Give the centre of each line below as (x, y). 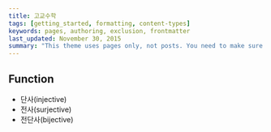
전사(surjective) (46, 109)
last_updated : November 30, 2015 (65, 38)
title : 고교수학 (32, 16)
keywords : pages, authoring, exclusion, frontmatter (99, 31)
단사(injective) (43, 99)
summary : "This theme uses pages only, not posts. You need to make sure (136, 46)
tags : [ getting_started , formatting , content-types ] (99, 23)
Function (31, 79)
